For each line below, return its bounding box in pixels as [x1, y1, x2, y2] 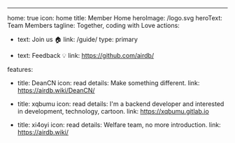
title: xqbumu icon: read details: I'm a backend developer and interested [17, 100, 225, 108]
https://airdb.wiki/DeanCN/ [17, 86, 96, 94]
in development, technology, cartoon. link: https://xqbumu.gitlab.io [17, 107, 210, 115]
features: [7, 66, 34, 73]
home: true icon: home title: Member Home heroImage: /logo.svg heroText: [7, 14, 222, 22]
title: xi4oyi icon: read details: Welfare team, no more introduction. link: [17, 121, 222, 129]
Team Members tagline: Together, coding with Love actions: [7, 22, 180, 29]
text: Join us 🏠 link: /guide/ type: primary [17, 36, 138, 43]
